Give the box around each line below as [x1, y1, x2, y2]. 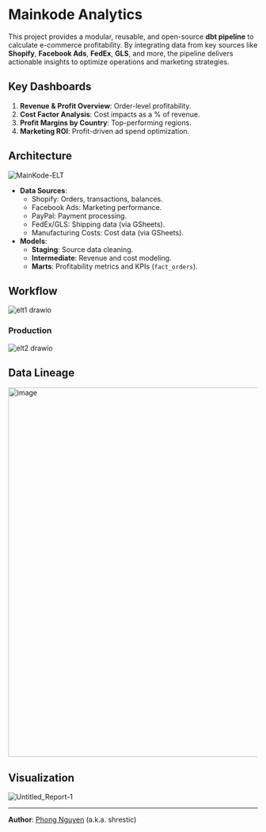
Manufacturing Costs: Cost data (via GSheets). [31, 227, 184, 237]
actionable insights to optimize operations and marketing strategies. [8, 57, 230, 67]
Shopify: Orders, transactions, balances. [31, 194, 164, 204]
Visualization [8, 771, 75, 784]
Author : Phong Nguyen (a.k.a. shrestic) [8, 815, 137, 825]
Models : [19, 236, 47, 246]
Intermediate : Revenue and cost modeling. [31, 253, 172, 262]
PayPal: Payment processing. [31, 211, 127, 220]
